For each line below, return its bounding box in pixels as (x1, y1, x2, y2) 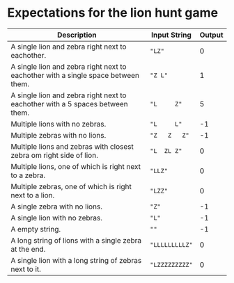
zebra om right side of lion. (10, 150, 99, 160)
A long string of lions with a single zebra (10, 235, 142, 245)
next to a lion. (10, 190, 55, 200)
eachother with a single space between (10, 70, 139, 80)
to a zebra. (10, 170, 46, 180)
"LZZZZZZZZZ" (149, 261, 193, 268)
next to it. (10, 264, 42, 274)
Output (199, 30, 224, 40)
